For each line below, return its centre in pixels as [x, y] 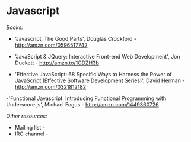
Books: [15, 27]
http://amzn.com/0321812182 [50, 86]
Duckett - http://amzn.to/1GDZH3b [57, 63]
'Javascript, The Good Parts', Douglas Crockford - [76, 38]
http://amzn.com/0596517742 [51, 45]
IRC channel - [31, 134]
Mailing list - [30, 127]
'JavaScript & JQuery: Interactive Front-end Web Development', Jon [97, 56]
